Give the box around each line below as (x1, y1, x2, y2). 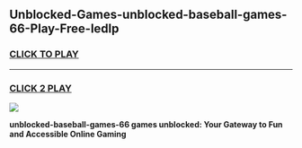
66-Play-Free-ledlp (9, 22, 120, 37)
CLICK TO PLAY (9, 48, 79, 61)
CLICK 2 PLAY (9, 82, 72, 94)
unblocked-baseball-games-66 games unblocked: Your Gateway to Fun (9, 118, 283, 129)
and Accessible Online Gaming (9, 128, 127, 139)
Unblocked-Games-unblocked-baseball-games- (9, 7, 288, 22)
